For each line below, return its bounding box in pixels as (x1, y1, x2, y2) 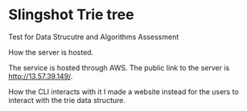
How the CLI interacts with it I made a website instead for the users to (8, 86, 239, 97)
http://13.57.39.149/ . (8, 71, 73, 81)
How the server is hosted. (8, 47, 94, 57)
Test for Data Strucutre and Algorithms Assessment (8, 32, 179, 42)
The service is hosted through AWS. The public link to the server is (8, 62, 230, 73)
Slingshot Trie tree (8, 6, 134, 24)
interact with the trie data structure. (8, 95, 126, 105)
